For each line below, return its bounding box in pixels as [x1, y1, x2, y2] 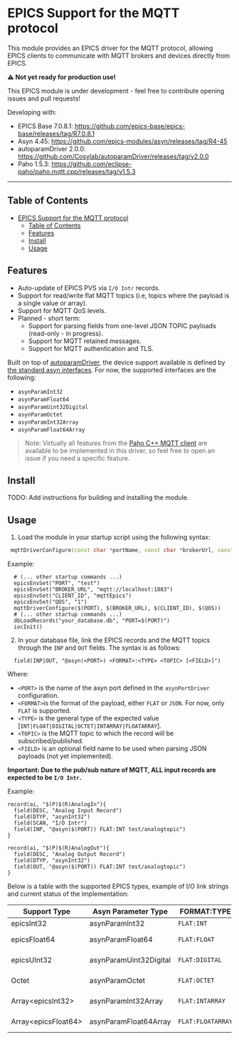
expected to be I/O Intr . [7, 773, 82, 782]
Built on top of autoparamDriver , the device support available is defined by [7, 358, 225, 367]
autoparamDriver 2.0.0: [17, 144, 86, 153]
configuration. [17, 691, 59, 700]
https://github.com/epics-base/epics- [74, 121, 186, 130]
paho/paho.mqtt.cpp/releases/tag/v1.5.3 [17, 167, 137, 175]
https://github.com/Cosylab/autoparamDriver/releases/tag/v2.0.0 [17, 152, 209, 160]
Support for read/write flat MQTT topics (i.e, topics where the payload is [17, 291, 230, 300]
